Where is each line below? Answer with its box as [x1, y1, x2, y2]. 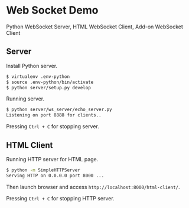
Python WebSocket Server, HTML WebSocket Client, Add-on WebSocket [6, 23, 183, 30]
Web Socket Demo [6, 4, 99, 17]
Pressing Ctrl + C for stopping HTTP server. [6, 194, 115, 201]
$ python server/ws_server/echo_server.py [6, 107, 112, 113]
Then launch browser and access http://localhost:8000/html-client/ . [6, 183, 180, 190]
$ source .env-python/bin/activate [6, 79, 94, 85]
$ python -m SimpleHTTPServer [6, 167, 81, 173]
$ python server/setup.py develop [6, 84, 92, 90]
